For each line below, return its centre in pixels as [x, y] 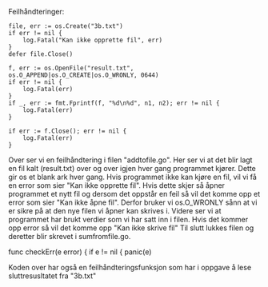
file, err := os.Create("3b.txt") [66, 26]
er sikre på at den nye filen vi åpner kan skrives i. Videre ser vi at [115, 211]
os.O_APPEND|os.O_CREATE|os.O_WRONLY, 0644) [84, 75]
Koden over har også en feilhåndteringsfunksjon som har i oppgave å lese [130, 267]
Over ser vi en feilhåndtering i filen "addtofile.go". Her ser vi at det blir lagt [130, 160]
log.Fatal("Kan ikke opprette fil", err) [92, 40]
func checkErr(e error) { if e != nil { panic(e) [80, 252]
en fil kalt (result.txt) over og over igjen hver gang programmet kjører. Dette [132, 168]
